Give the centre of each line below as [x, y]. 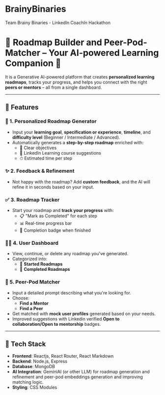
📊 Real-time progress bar [46, 223]
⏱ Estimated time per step [46, 158]
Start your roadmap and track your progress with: [63, 211]
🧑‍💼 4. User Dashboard [32, 243]
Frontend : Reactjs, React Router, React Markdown [63, 356]
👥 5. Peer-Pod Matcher [33, 282]
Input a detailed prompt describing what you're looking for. [72, 292]
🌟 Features [22, 107]
